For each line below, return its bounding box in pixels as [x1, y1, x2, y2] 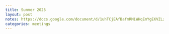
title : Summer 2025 [5, 7, 46, 12]
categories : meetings [5, 21, 51, 26]
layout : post [5, 12, 33, 17]
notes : [5, 16, 19, 21]
